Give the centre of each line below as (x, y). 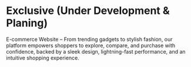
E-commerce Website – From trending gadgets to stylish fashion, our (89, 39)
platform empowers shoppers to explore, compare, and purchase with (91, 45)
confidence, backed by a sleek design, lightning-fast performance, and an (96, 51)
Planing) (27, 23)
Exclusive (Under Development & (88, 11)
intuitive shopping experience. (43, 58)
